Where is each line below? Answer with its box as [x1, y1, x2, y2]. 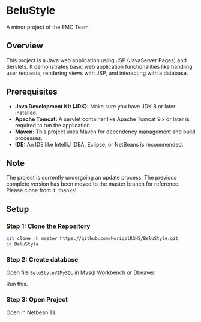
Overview [6, 41, 44, 51]
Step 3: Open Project [6, 296, 68, 304]
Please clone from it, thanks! [6, 187, 77, 194]
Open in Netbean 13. [6, 309, 57, 316]
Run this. [6, 281, 28, 288]
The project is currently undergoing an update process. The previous [6, 174, 177, 181]
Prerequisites [6, 87, 58, 97]
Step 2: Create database [6, 255, 79, 263]
